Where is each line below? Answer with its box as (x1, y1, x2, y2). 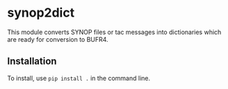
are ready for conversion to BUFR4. (7, 35, 109, 43)
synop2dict (7, 5, 75, 21)
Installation (7, 56, 57, 67)
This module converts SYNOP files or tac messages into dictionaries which (7, 28, 222, 36)
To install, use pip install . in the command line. (7, 74, 151, 82)
